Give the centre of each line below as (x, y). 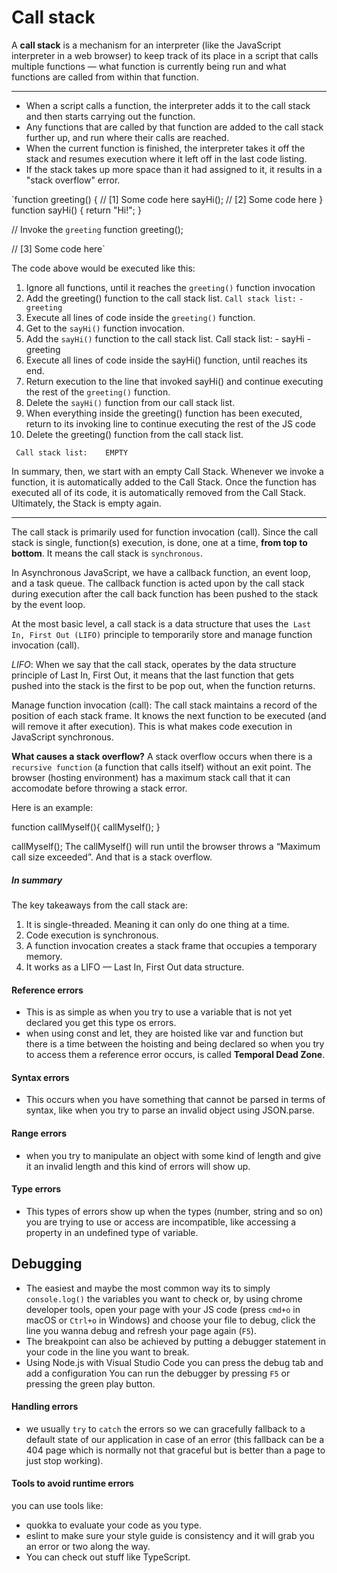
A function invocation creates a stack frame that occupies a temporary (171, 945)
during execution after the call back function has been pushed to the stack (165, 593)
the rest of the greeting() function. (98, 392)
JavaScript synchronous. (62, 737)
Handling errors (45, 1407)
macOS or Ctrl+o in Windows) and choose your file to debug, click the (170, 1320)
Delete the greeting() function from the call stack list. (134, 434)
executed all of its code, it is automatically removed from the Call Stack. (159, 492)
